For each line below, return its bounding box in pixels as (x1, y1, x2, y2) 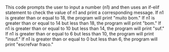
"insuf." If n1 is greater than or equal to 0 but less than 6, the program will (5, 36, 158, 42)
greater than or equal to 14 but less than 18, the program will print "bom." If (5, 20, 161, 26)
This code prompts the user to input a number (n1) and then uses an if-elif (5, 4, 160, 10)
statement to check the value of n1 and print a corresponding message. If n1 (5, 9, 164, 15)
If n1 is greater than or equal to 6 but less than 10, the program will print (5, 31, 154, 36)
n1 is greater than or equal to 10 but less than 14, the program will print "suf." (5, 25, 165, 31)
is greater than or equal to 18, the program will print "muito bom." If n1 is (5, 15, 155, 20)
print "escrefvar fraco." (5, 41, 54, 47)
